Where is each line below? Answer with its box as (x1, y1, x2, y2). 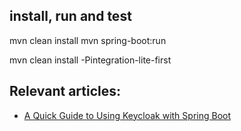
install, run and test (9, 8, 132, 25)
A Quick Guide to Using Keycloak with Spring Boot (23, 109, 231, 121)
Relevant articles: (9, 83, 122, 100)
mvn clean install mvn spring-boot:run (9, 34, 167, 46)
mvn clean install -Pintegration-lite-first (9, 54, 172, 66)
